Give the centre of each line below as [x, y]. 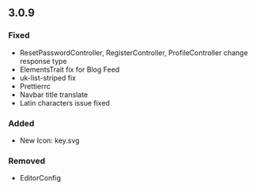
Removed [27, 161]
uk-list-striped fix [48, 77]
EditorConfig [40, 178]
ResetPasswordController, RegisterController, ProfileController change [134, 52]
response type [43, 61]
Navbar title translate [54, 95]
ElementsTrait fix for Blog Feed [70, 69]
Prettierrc [35, 86]
